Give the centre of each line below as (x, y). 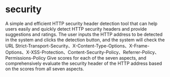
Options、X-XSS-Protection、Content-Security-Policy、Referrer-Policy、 (82, 52)
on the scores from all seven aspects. (45, 69)
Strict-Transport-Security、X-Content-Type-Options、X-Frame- (82, 46)
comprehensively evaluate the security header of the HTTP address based (84, 63)
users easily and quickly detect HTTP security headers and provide (76, 29)
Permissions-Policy (26, 58)
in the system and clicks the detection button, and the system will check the (85, 40)
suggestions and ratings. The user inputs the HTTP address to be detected (84, 34)
